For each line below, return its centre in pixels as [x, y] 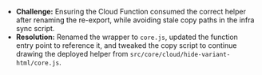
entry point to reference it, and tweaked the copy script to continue [126, 45]
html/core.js [38, 63]
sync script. [35, 28]
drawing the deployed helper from [72, 54]
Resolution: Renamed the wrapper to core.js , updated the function [127, 37]
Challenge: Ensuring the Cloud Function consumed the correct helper [131, 12]
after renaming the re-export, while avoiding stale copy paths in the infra [135, 20]
